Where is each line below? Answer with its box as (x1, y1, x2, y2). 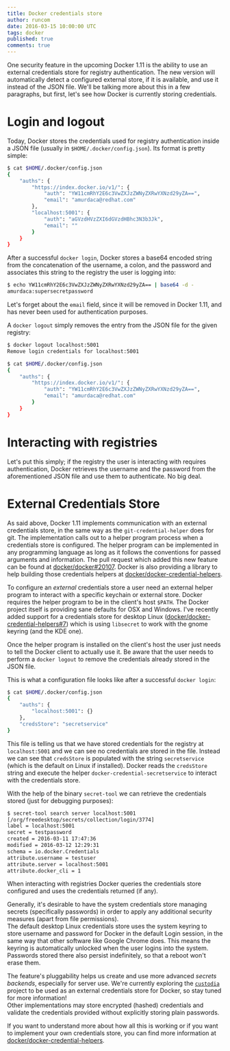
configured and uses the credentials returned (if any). (7, 887, 159, 895)
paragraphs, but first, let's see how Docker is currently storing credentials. (7, 90, 217, 98)
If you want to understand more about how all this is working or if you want (7, 1021, 218, 1030)
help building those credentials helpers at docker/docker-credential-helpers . (7, 569, 222, 578)
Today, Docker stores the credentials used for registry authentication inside (7, 137, 220, 145)
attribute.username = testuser (7, 855, 97, 861)
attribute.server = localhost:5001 (7, 861, 109, 868)
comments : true (7, 42, 51, 49)
